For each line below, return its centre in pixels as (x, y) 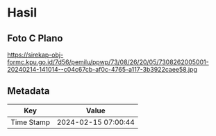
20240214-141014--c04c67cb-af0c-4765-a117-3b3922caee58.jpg (102, 69)
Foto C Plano (35, 38)
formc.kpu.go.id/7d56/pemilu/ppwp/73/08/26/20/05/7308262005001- (108, 62)
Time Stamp (31, 122)
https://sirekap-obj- (35, 55)
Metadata (28, 91)
